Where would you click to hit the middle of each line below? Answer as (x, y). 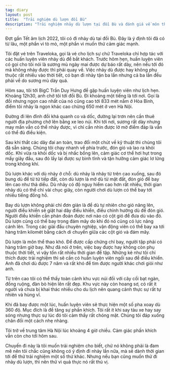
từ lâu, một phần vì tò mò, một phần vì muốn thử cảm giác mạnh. (72, 44)
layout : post (19, 15)
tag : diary (17, 10)
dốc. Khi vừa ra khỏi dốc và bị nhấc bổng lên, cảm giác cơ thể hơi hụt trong (83, 153)
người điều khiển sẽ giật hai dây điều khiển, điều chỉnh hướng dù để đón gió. (85, 210)
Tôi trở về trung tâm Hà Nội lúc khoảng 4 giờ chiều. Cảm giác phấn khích (81, 330)
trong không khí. (22, 164)
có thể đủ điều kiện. (26, 133)
